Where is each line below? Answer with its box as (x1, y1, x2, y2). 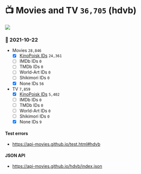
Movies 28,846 (12, 48, 42, 53)
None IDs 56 (19, 80, 44, 86)
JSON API (5, 152, 25, 158)
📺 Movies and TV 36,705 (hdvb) (5, 5, 137, 16)
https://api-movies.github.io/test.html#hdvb (12, 141, 100, 147)
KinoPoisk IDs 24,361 (19, 53, 62, 59)
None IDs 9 (19, 119, 42, 124)
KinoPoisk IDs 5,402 (19, 91, 60, 97)
